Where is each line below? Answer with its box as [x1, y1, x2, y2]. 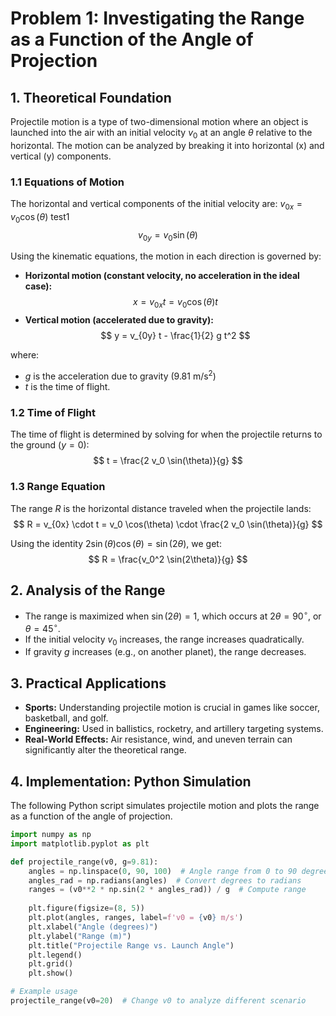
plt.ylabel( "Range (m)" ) [28, 931, 132, 941]
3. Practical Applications [10, 675, 167, 692]
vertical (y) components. [10, 150, 112, 162]
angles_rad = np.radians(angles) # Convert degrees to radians [28, 875, 302, 886]
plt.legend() [28, 950, 83, 960]
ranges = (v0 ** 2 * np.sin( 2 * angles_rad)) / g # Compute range [28, 885, 307, 895]
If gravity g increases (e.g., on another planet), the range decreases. [24, 646, 307, 658]
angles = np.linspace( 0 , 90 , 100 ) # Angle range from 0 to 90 [28, 866, 298, 876]
